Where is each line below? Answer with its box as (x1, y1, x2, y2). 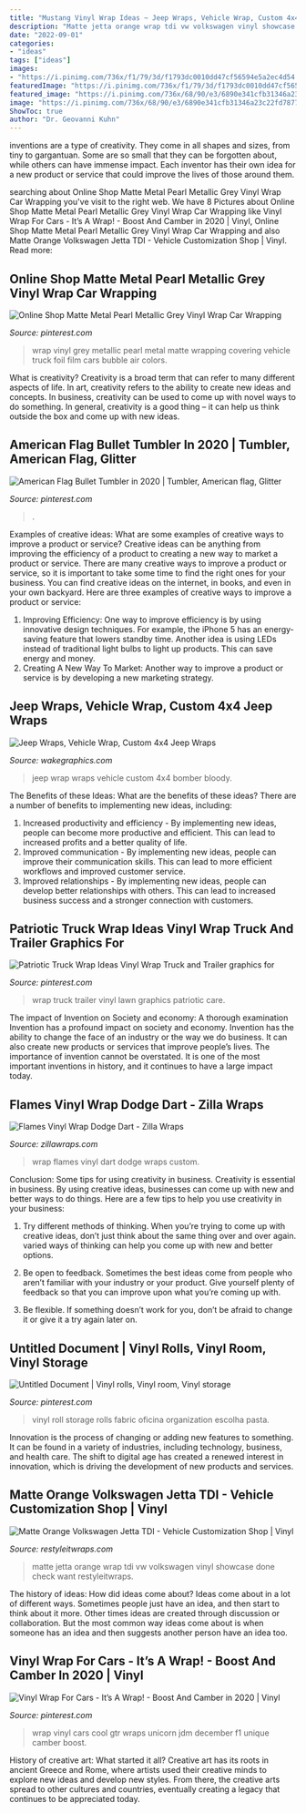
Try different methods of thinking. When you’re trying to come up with (22, 1221, 285, 1232)
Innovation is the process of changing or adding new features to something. (9, 1432, 294, 1442)
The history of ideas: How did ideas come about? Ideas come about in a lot (9, 1588, 291, 1599)
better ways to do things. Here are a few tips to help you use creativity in (9, 1193, 282, 1204)
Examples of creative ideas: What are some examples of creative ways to (9, 528, 284, 539)
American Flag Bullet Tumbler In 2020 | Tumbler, (9, 437, 291, 453)
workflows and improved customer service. (22, 866, 186, 876)
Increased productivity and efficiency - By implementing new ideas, (22, 817, 277, 828)
